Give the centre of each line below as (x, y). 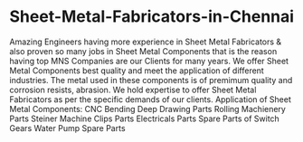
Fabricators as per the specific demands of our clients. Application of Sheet (150, 99)
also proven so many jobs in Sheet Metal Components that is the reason (143, 51)
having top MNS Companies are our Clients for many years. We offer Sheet (149, 61)
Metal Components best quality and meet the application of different (137, 71)
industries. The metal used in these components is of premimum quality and (151, 80)
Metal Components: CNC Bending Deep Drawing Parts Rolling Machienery (148, 109)
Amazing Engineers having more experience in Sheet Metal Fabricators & (146, 42)
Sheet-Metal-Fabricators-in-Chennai (152, 17)
